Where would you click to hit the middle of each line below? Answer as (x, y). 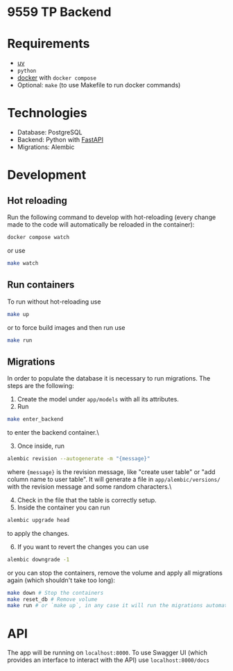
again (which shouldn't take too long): (61, 580)
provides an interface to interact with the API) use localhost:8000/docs (109, 660)
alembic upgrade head (38, 520)
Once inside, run (41, 446)
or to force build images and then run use (66, 327)
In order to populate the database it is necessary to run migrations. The (109, 378)
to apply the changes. (38, 533)
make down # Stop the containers (55, 593)
